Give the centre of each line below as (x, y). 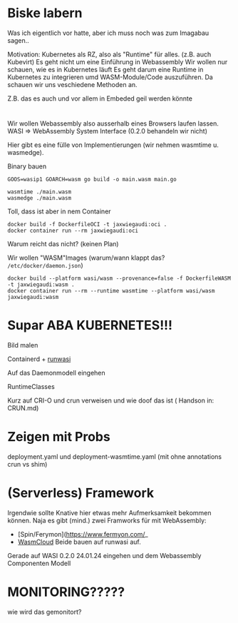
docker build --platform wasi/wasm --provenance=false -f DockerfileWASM (119, 279)
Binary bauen (27, 166)
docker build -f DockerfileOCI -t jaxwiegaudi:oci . (87, 225)
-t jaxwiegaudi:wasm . (41, 285)
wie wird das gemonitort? (45, 612)
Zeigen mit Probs (59, 437)
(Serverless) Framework (81, 493)
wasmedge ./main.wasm (40, 198)
